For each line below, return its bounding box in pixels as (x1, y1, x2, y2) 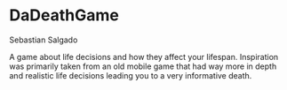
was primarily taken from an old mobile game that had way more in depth (9, 61, 277, 71)
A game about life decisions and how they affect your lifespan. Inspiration (9, 51, 279, 62)
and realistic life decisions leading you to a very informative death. (9, 70, 252, 80)
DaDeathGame (9, 5, 120, 26)
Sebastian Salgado (9, 34, 78, 45)
